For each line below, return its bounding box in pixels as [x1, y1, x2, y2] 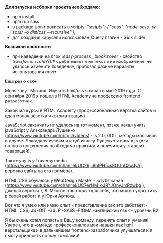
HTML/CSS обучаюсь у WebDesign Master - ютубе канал [5, 178, 123, 183]
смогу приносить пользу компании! [5, 233, 80, 238]
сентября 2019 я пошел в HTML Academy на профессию [5, 93, 123, 99]
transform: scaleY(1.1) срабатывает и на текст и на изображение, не [12, 59, 152, 64]
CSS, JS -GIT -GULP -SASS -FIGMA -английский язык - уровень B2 [19, 207, 159, 213]
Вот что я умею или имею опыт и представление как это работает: [5, 202, 145, 208]
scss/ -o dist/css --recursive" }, [12, 29, 76, 35]
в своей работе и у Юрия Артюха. [5, 193, 75, 199]
